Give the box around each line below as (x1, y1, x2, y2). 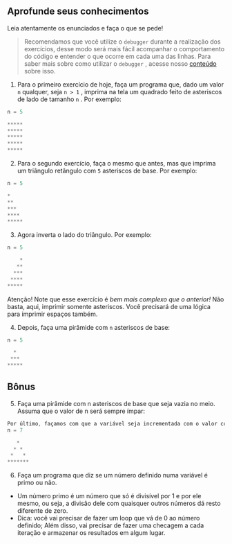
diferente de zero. (17, 507, 68, 515)
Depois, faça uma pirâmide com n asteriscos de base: (17, 323, 171, 331)
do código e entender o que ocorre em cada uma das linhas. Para (23, 52, 211, 60)
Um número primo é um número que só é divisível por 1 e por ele (17, 492, 202, 500)
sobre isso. (23, 67, 56, 75)
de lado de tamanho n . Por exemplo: (17, 95, 122, 103)
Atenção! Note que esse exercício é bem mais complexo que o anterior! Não (7, 295, 224, 304)
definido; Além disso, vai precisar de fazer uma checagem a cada (17, 521, 204, 529)
